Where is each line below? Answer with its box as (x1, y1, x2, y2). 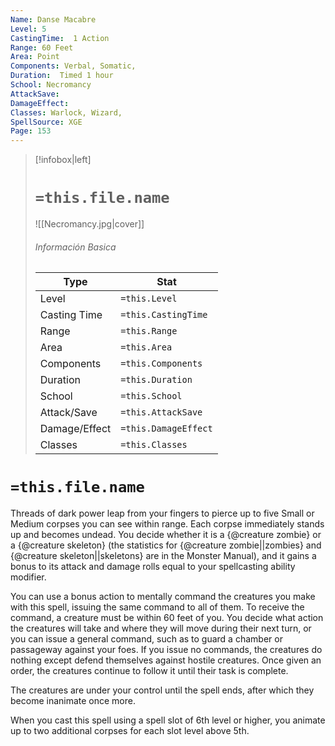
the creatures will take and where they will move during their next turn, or (10, 622, 312, 635)
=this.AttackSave (120, 407, 203, 418)
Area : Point (10, 52, 60, 62)
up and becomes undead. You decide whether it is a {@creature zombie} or (10, 529, 322, 541)
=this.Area (120, 342, 173, 353)
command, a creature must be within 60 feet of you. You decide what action (10, 612, 324, 624)
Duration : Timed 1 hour (10, 71, 114, 81)
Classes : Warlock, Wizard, (10, 107, 123, 118)
